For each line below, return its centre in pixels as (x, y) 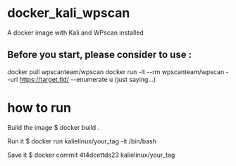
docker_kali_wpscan (69, 13)
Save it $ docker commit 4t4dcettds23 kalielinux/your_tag (91, 155)
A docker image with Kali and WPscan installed (76, 32)
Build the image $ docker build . (54, 127)
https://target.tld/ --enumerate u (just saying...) (88, 79)
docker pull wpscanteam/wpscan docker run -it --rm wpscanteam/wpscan (116, 71)
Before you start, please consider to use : (100, 55)
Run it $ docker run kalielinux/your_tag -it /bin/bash (82, 141)
